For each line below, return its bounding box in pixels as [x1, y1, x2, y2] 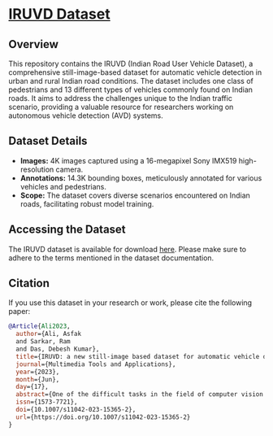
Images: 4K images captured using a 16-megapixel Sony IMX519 [19, 155, 237, 165]
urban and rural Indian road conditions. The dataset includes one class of [8, 76, 253, 85]
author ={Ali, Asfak [15, 330, 82, 338]
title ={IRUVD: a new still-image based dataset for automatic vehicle [15, 352, 260, 360]
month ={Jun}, [15, 375, 60, 383]
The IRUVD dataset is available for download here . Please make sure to [8, 244, 247, 254]
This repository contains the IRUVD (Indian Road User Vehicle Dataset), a [8, 59, 253, 68]
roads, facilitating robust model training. [19, 198, 154, 208]
